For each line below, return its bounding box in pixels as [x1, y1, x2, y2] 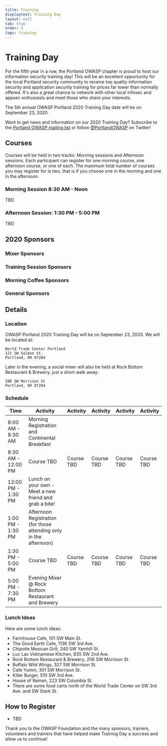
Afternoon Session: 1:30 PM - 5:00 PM [5, 209, 100, 216]
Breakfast [28, 441, 51, 448]
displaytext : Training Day [5, 12, 61, 17]
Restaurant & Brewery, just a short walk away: [5, 369, 99, 375]
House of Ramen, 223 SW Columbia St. [12, 677, 93, 683]
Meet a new [28, 488, 56, 495]
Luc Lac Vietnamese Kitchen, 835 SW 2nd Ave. [12, 651, 109, 657]
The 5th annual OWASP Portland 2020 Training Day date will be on [5, 104, 142, 110]
